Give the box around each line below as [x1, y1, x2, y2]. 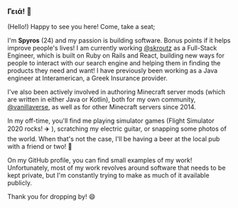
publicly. [7, 179, 32, 187]
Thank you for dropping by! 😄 [7, 192, 96, 201]
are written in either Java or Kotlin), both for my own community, [7, 95, 196, 104]
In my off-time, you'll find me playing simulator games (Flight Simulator [7, 116, 215, 125]
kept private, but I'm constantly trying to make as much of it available [7, 171, 210, 180]
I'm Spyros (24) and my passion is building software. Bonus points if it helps [7, 36, 231, 45]
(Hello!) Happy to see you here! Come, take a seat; [7, 23, 156, 31]
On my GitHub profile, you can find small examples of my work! [7, 156, 193, 165]
